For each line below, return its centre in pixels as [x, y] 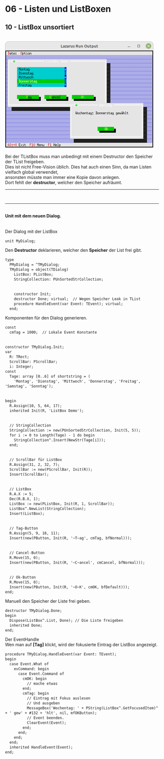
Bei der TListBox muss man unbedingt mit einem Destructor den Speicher [79, 156]
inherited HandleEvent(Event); [41, 747]
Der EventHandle [22, 639]
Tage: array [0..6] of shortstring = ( [50, 376]
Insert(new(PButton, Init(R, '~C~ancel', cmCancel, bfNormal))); [77, 563]
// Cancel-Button [27, 553]
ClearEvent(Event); [47, 723]
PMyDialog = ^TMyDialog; [35, 265]
